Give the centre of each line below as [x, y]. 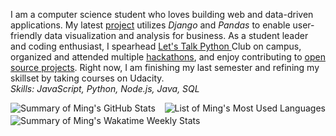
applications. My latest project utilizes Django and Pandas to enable [150, 25]
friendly [26, 35]
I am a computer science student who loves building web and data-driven [162, 14]
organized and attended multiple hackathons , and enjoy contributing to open [168, 57]
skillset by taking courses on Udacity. [87, 78]
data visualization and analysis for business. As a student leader [176, 35]
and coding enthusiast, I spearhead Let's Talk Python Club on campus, [156, 46]
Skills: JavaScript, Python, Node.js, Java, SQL [105, 88]
